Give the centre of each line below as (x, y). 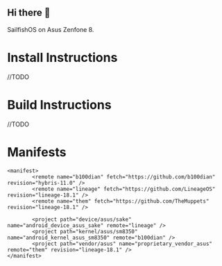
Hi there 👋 (29, 13)
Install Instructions (62, 58)
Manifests (37, 152)
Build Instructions (60, 105)
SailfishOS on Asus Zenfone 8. (51, 29)
